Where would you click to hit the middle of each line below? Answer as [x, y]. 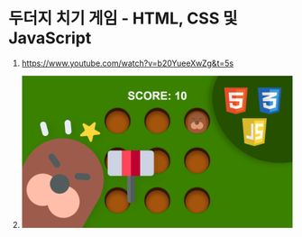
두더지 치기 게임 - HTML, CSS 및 [123, 18]
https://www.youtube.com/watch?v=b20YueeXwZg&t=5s [128, 63]
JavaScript [50, 38]
